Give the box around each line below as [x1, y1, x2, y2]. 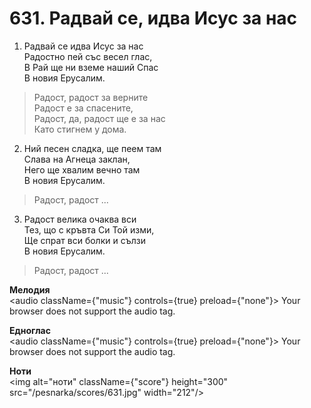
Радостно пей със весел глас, [23, 50, 153, 62]
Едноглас [9, 324, 51, 336]
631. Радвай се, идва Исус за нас [9, 7, 298, 30]
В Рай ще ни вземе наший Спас [23, 61, 159, 73]
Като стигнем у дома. [33, 123, 127, 135]
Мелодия [9, 283, 51, 296]
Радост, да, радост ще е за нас [33, 112, 166, 124]
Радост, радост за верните [33, 91, 149, 103]
